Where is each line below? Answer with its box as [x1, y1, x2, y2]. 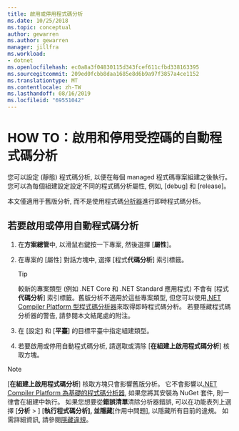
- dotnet [7, 57, 34, 64]
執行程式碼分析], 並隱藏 [44, 406, 113, 415]
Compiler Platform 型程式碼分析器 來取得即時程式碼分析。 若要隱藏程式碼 [17, 302, 231, 311]
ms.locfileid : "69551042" [7, 97, 84, 104]
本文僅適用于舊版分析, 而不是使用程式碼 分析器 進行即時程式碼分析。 [7, 197, 205, 205]
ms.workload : [7, 51, 46, 58]
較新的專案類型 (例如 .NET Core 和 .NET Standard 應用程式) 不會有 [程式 [17, 284, 230, 293]
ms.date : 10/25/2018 [7, 17, 69, 24]
